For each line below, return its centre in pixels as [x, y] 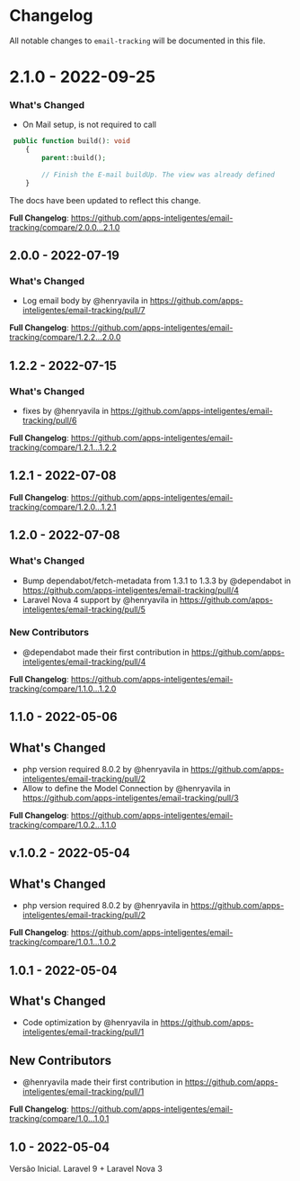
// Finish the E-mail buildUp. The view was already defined [159, 175]
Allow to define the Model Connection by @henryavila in [126, 789]
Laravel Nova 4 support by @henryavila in [100, 600]
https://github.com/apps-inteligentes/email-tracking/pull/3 [131, 798]
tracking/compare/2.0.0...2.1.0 [65, 227]
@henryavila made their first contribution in [102, 1082]
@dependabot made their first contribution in [106, 652]
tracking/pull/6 [49, 420]
